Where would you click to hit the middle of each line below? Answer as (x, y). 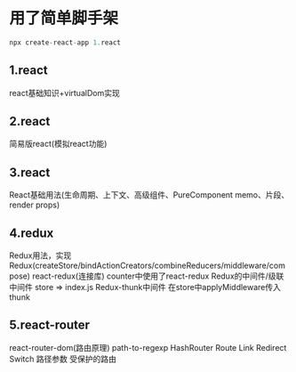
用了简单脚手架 (64, 18)
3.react (30, 172)
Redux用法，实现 (40, 255)
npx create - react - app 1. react (65, 42)
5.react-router (50, 325)
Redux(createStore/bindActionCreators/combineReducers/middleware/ (139, 266)
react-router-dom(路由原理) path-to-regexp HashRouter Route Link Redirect (148, 347)
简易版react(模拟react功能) (58, 144)
